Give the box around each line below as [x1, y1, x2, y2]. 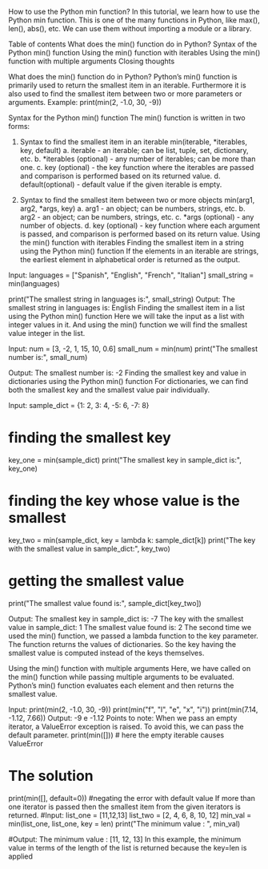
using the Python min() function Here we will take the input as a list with [8, 312, 245, 321]
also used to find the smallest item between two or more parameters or [8, 89, 242, 99]
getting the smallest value [8, 572, 185, 590]
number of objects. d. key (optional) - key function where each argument [19, 220, 261, 230]
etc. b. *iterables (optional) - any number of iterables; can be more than [19, 154, 256, 164]
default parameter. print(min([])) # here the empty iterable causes [8, 730, 225, 740]
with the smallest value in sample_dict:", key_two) [8, 544, 170, 553]
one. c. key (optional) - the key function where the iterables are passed [19, 163, 254, 172]
